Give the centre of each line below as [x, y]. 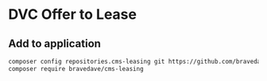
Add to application [55, 44]
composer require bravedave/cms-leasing [76, 68]
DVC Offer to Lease [73, 15]
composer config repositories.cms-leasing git [87, 61]
